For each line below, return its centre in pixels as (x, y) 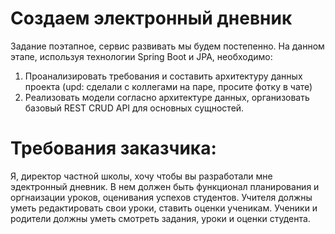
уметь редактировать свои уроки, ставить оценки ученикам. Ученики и (164, 208)
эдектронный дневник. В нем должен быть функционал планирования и (165, 186)
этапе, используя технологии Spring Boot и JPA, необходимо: (141, 56)
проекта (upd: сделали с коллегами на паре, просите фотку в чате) (168, 86)
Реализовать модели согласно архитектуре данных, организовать (167, 97)
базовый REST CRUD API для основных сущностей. (134, 108)
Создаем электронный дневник (151, 18)
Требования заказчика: (113, 148)
